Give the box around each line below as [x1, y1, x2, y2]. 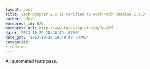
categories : [5, 40, 30, 45]
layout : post [5, 7, 33, 12]
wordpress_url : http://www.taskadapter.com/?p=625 [5, 26, 114, 31]
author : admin [5, 16, 35, 21]
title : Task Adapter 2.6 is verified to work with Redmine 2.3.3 [5, 12, 145, 17]
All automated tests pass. [5, 58, 58, 64]
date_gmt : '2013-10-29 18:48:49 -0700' [5, 35, 89, 40]
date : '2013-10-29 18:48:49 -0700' [5, 30, 80, 35]
